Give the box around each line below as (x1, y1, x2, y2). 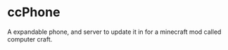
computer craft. (7, 35, 53, 43)
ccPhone (7, 4, 61, 20)
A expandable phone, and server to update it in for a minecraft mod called (7, 27, 222, 36)
